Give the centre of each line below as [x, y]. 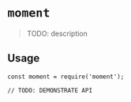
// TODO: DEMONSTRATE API [50, 90]
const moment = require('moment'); [66, 77]
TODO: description [57, 33]
